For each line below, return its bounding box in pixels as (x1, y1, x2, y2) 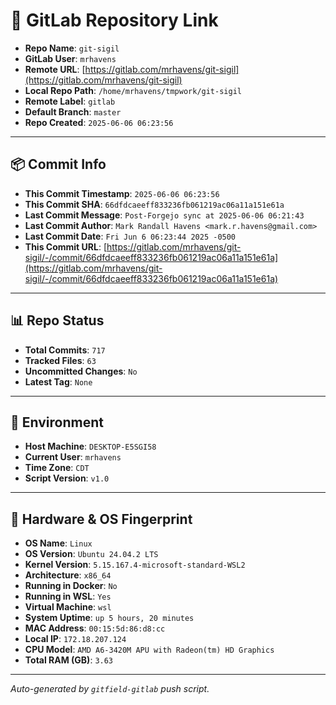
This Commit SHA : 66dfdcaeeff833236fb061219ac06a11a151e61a (24, 198, 285, 210)
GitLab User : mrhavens (24, 52, 117, 64)
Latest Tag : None (24, 375, 93, 388)
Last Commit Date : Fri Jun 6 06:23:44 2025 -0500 (24, 230, 237, 242)
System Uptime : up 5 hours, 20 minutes (24, 612, 195, 624)
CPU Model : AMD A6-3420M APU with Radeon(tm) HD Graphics (24, 644, 275, 656)
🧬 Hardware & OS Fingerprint (10, 510, 193, 528)
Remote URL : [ (24, 63, 86, 75)
